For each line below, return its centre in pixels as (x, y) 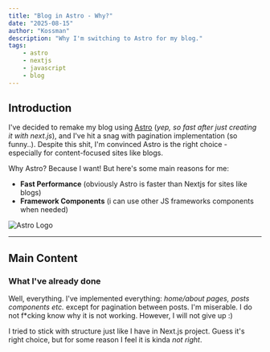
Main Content (43, 258)
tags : (17, 46)
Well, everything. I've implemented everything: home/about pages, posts (129, 299)
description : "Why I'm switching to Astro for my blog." (106, 38)
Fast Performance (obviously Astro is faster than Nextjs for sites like (133, 184)
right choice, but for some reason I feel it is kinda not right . (105, 340)
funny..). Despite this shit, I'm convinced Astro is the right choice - (118, 145)
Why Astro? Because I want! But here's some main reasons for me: (119, 169)
